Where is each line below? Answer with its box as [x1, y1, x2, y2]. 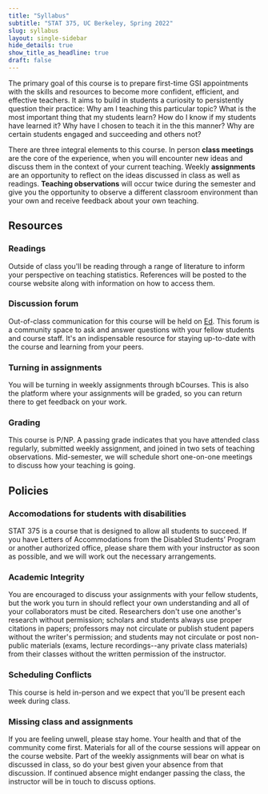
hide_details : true [8, 42, 74, 50]
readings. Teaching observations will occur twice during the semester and [8, 178, 256, 188]
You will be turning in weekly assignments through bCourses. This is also [8, 380, 250, 390]
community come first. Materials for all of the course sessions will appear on [8, 743, 261, 752]
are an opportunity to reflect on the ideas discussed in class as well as [8, 170, 241, 180]
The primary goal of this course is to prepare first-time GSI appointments [8, 78, 249, 88]
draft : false [8, 57, 52, 65]
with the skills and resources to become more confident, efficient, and [8, 86, 239, 96]
